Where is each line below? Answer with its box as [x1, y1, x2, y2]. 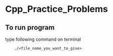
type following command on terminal [5, 36, 81, 42]
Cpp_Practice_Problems [5, 3, 108, 15]
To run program [5, 23, 55, 32]
